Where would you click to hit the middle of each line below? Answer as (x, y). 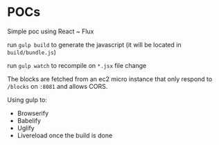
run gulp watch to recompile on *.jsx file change (77, 65)
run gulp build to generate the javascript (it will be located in (94, 44)
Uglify (26, 128)
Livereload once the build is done (65, 135)
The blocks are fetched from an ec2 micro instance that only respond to (110, 79)
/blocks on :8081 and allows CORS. (58, 86)
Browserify (33, 113)
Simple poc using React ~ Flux (51, 31)
